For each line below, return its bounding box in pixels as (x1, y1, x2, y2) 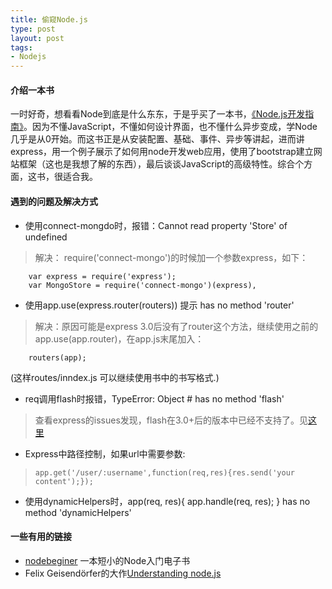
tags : (10, 42, 33, 53)
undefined (24, 231, 68, 243)
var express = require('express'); (28, 271, 177, 281)
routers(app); (28, 352, 87, 363)
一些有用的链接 (10, 531, 72, 543)
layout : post (10, 33, 65, 43)
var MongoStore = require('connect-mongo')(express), (28, 280, 257, 290)
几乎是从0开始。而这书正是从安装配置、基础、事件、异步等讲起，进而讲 (10, 133, 305, 145)
